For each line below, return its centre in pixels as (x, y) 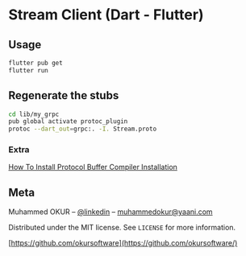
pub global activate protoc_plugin (68, 122)
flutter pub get (35, 63)
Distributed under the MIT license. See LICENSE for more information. (122, 228)
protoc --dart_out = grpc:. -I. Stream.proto (83, 129)
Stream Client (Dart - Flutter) (106, 15)
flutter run (28, 70)
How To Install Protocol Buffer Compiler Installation (93, 167)
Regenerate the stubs (64, 95)
